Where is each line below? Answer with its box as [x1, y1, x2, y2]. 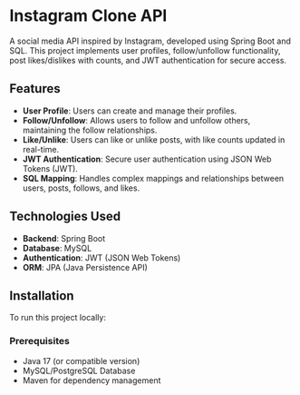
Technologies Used [9, 209, 121, 224]
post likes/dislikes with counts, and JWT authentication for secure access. [9, 54, 287, 65]
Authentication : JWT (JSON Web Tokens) [22, 252, 181, 263]
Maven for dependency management [22, 374, 161, 386]
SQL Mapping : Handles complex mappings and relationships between [22, 173, 285, 183]
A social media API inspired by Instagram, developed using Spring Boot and [9, 35, 292, 46]
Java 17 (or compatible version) [22, 355, 140, 366]
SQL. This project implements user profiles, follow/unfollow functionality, [9, 44, 281, 55]
